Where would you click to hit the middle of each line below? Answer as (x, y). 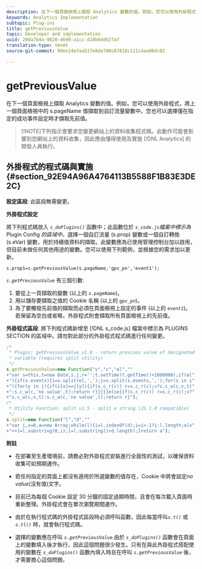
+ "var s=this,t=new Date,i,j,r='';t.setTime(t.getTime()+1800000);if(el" (101, 375)
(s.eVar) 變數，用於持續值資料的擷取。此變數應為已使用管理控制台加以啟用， (101, 242)
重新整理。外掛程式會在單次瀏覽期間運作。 (68, 504)
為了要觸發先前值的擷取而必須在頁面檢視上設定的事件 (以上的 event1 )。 (103, 308)
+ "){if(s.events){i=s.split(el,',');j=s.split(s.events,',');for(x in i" (101, 380)
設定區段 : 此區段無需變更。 (39, 201)
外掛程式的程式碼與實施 (50, 167)
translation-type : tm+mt (37, 46)
